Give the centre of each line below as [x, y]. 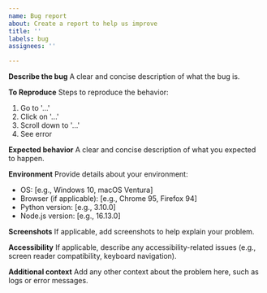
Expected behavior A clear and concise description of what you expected [132, 150]
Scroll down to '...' [50, 125]
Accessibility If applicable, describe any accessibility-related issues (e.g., [132, 247]
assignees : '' [32, 46]
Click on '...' [39, 117]
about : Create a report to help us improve [83, 24]
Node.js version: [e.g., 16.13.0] [70, 216]
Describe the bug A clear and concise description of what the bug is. [124, 77]
